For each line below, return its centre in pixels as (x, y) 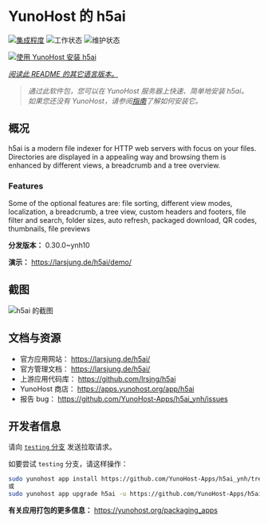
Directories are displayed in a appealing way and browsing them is (117, 157)
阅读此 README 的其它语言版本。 (63, 73)
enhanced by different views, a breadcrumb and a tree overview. (114, 165)
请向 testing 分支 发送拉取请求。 (62, 447)
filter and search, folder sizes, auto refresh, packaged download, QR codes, (133, 220)
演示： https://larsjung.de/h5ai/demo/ (70, 262)
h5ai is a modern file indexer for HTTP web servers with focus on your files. (132, 148)
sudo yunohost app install (53, 479)
